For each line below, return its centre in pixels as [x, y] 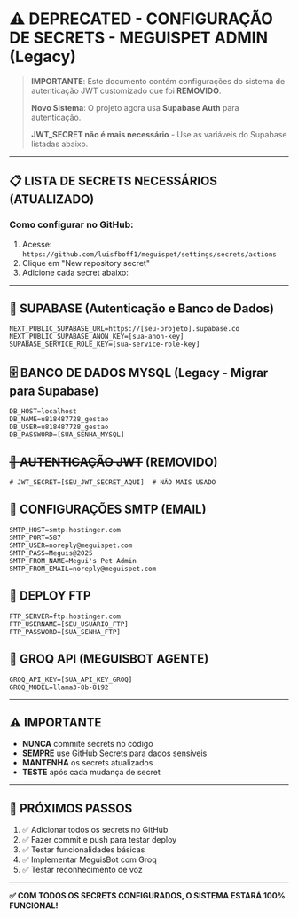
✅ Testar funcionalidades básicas [83, 850]
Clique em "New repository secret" [86, 263]
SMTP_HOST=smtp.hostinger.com [65, 530]
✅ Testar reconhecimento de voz [82, 870]
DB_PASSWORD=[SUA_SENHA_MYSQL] [67, 435]
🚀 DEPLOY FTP [50, 596]
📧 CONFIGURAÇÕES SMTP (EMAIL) [108, 510]
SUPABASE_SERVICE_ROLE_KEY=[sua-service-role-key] [105, 345]
